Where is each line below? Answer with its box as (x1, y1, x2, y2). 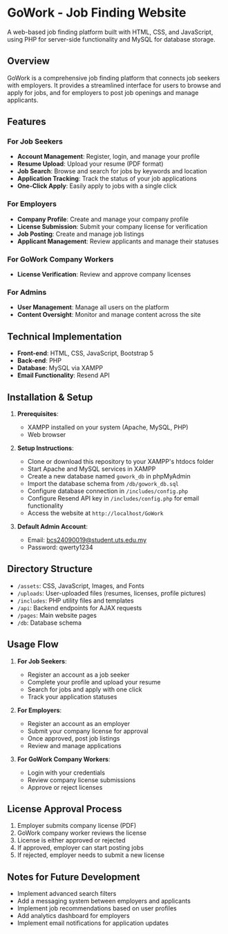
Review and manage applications (27, 741, 122, 750)
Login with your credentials (27, 768, 106, 777)
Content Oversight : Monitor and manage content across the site (17, 311, 201, 319)
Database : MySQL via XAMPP (17, 364, 104, 372)
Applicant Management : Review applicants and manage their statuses (17, 237, 219, 245)
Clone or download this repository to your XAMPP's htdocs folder (27, 457, 214, 465)
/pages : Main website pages (17, 611, 97, 619)
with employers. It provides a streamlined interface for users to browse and (7, 81, 221, 89)
